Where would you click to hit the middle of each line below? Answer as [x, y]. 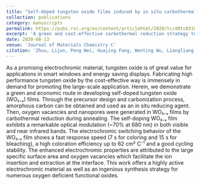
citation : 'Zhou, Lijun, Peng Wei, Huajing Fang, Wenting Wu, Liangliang [100, 51]
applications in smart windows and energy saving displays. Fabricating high [99, 74]
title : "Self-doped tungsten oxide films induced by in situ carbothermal [101, 12]
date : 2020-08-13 [28, 39]
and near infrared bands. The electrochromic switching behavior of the [94, 131]
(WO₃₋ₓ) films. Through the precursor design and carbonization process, [95, 99]
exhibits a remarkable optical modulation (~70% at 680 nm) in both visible [97, 124]
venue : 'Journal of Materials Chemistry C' [61, 45]
